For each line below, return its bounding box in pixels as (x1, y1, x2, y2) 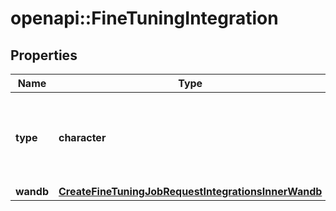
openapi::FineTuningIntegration (10, 7, 279, 30)
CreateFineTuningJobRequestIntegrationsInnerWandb (58, 185, 323, 198)
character (58, 131, 107, 144)
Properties (10, 47, 78, 64)
